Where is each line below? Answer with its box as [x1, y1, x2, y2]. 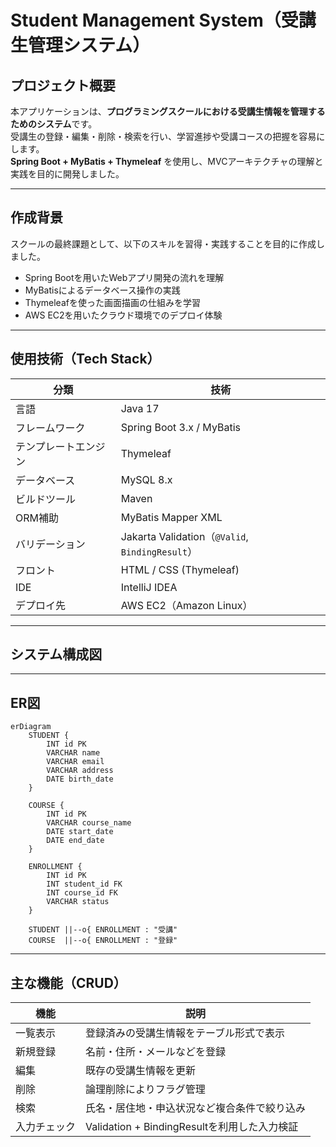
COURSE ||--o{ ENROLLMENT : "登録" [28, 936, 178, 946]
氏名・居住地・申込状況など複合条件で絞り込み [85, 1101, 307, 1115]
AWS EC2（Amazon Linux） [120, 598, 253, 612]
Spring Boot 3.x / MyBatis [120, 420, 241, 434]
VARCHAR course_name [46, 818, 132, 828]
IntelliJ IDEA [120, 580, 178, 594]
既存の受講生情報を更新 [85, 1064, 197, 1078]
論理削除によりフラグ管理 [85, 1082, 206, 1096]
